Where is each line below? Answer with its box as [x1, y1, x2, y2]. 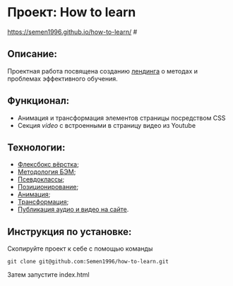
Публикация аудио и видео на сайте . [17, 205, 129, 214]
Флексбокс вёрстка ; [17, 160, 79, 169]
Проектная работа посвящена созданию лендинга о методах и [7, 66, 198, 75]
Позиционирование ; [17, 183, 79, 191]
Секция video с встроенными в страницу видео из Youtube [17, 121, 196, 129]
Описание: [7, 48, 58, 60]
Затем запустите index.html [7, 270, 90, 279]
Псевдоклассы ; [17, 175, 65, 184]
